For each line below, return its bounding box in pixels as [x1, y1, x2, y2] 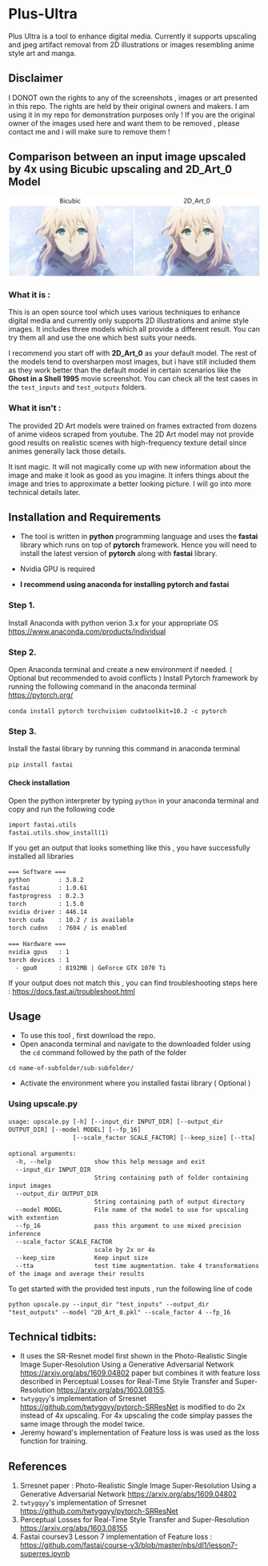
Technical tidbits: [8, 1330, 98, 1344]
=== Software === [8, 868, 66, 876]
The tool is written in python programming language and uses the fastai [19, 532, 258, 541]
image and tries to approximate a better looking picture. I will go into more [8, 478, 252, 489]
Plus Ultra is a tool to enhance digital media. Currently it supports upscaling [8, 31, 257, 41]
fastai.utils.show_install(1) [8, 828, 110, 837]
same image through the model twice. [19, 1419, 146, 1429]
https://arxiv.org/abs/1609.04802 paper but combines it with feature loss [19, 1368, 261, 1378]
